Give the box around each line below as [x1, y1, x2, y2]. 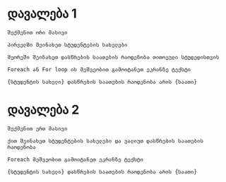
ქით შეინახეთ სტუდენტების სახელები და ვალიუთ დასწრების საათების [7, 137, 203, 145]
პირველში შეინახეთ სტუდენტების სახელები [7, 41, 129, 48]
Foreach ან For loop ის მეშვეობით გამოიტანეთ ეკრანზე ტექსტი [7, 66, 191, 73]
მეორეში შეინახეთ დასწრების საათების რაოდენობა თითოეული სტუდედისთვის [7, 54, 220, 61]
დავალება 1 [7, 6, 78, 22]
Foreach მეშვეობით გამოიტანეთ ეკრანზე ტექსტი [7, 156, 143, 163]
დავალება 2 [7, 102, 80, 118]
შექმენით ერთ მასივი [7, 125, 69, 132]
